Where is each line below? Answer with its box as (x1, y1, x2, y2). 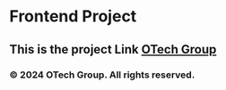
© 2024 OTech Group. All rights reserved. (9, 69, 196, 81)
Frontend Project (9, 6, 137, 27)
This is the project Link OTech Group (9, 42, 217, 57)
